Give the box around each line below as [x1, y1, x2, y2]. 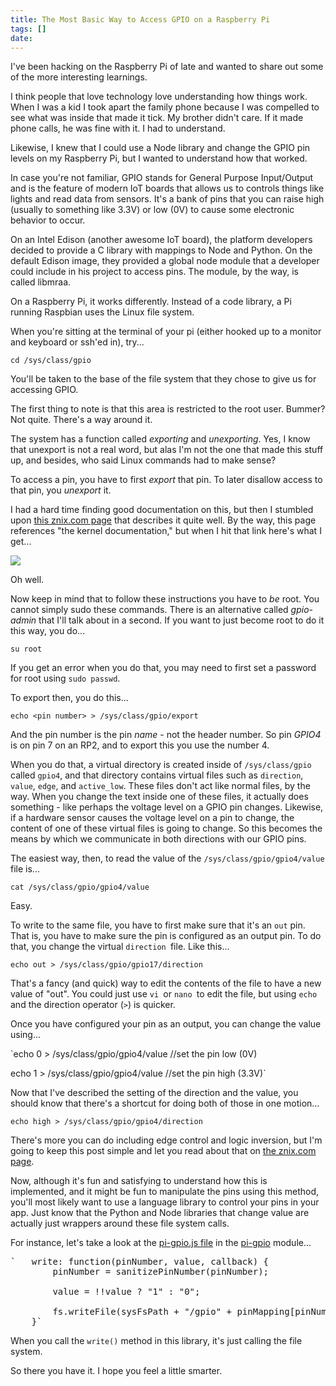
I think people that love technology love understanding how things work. [10, 91, 308, 103]
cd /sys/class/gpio [10, 356, 92, 366]
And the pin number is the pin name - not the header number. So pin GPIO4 [10, 729, 322, 741]
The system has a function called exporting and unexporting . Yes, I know [10, 433, 311, 445]
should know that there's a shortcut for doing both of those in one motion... [10, 1097, 320, 1110]
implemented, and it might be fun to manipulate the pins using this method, [10, 1186, 319, 1198]
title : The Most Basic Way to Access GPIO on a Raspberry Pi [10, 14, 271, 25]
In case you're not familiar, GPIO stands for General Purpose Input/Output [10, 172, 314, 184]
